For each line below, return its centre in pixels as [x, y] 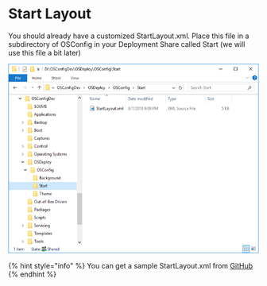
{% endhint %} [33, 274]
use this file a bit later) [44, 52]
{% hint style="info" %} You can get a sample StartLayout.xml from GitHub [130, 265]
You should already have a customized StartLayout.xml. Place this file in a [129, 36]
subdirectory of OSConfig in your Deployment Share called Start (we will [127, 44]
